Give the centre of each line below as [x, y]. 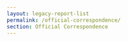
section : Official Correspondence [58, 26]
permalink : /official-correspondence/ [64, 20]
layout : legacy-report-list [48, 14]
